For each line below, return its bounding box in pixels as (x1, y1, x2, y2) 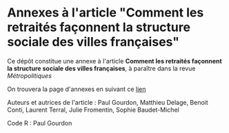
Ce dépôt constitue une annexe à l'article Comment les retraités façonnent (7, 57, 222, 65)
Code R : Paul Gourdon (7, 119, 72, 127)
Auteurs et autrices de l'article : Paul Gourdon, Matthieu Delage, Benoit (7, 98, 208, 106)
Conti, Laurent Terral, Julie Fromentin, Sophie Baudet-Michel (7, 105, 179, 114)
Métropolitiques (7, 71, 52, 80)
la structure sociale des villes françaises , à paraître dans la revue (7, 64, 196, 72)
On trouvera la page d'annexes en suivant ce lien (7, 85, 146, 93)
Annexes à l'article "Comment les (7, 5, 204, 21)
